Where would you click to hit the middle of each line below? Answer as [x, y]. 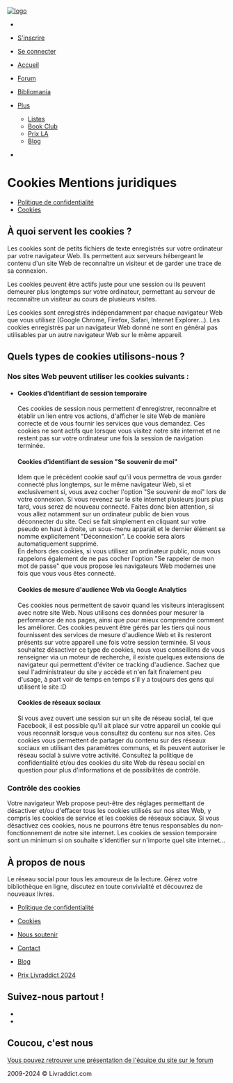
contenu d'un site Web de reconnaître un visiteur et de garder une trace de [114, 263]
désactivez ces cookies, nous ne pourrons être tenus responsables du [108, 826]
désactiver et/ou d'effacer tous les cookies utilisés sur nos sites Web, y [109, 811]
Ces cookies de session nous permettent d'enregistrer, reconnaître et [117, 409]
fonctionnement [30, 833]
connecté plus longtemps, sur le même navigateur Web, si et [104, 484]
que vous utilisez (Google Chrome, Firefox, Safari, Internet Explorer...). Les [114, 320]
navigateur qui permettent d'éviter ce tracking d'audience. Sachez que [119, 664]
